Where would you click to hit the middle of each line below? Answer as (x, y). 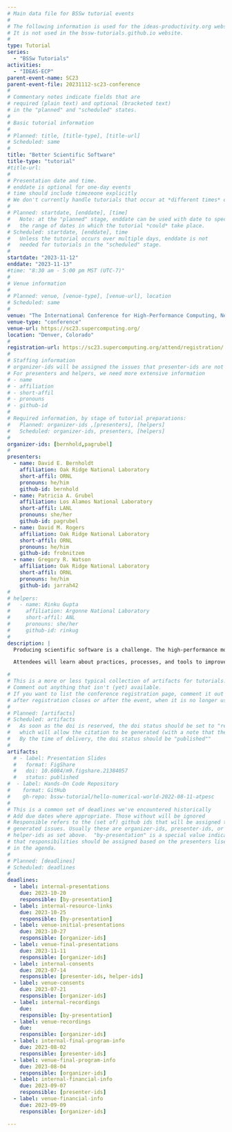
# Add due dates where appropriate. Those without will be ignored (106, 816)
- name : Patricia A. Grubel (54, 496)
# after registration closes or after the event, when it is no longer (112, 700)
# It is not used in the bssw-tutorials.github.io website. (96, 33)
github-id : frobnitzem (52, 554)
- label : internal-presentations (61, 887)
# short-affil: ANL (41, 618)
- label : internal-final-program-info (69, 1041)
